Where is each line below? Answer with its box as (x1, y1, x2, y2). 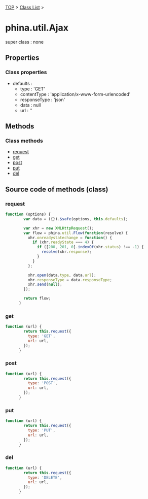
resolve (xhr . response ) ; (41, 249, 92, 254)
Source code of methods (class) (5, 185, 108, 193)
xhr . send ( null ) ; (27, 282, 62, 287)
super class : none (5, 39, 44, 45)
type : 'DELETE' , (27, 475, 62, 480)
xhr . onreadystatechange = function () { (27, 235, 113, 240)
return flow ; (23, 296, 51, 301)
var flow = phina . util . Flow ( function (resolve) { (23, 230, 128, 236)
